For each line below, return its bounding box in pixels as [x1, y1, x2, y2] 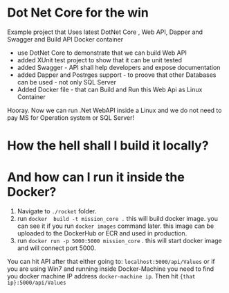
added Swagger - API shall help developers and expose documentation [17, 63, 221, 71]
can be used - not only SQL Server [17, 78, 116, 86]
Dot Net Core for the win [7, 5, 149, 21]
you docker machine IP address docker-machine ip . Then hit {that [7, 272, 196, 281]
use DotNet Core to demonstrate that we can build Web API [17, 48, 187, 57]
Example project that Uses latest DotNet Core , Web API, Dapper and [7, 28, 203, 36]
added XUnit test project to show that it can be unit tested [17, 55, 182, 64]
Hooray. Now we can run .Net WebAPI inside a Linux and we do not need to [7, 106, 222, 114]
